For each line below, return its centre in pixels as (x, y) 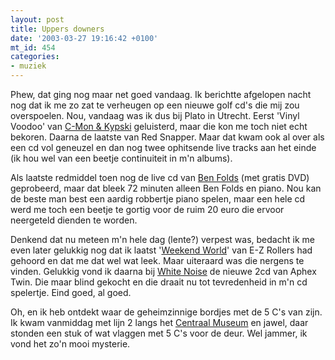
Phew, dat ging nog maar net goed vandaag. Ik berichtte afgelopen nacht (161, 94)
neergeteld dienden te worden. (74, 220)
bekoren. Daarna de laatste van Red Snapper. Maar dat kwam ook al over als (167, 137)
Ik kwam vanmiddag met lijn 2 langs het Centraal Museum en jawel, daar (159, 322)
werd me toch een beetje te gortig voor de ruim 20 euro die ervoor (147, 209)
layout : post (37, 19)
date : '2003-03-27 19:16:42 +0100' (84, 38)
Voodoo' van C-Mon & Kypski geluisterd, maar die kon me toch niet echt (159, 126)
